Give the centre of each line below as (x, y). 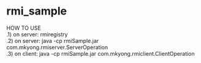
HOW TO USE (24, 28)
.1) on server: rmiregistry (37, 34)
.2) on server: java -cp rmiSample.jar (53, 41)
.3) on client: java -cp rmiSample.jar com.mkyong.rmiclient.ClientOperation (100, 53)
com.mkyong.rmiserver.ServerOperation (57, 47)
